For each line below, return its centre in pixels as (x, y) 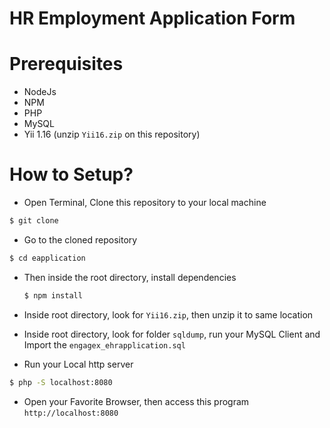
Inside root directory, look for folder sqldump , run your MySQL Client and (172, 334)
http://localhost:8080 (71, 413)
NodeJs (40, 92)
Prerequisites (66, 64)
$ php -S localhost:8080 (61, 382)
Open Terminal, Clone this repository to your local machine (145, 203)
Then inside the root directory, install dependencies (130, 277)
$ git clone (34, 221)
